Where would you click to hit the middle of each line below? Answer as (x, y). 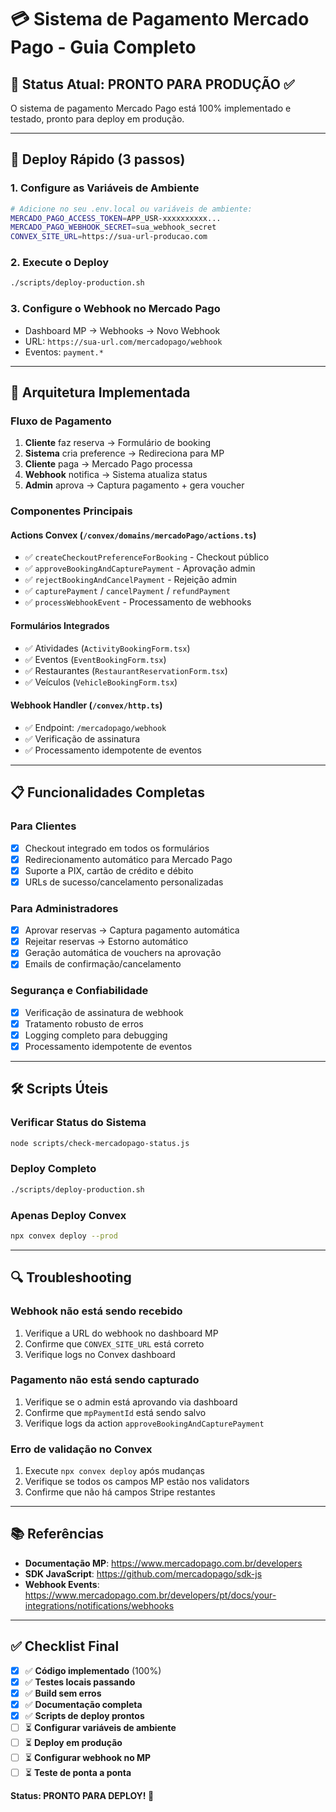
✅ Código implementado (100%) (93, 1670)
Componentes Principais (71, 511)
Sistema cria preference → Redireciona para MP (124, 453)
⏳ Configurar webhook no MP (88, 1758)
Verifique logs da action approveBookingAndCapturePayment (144, 1423)
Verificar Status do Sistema (78, 1123)
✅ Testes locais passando (80, 1682)
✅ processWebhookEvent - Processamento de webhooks (138, 602)
